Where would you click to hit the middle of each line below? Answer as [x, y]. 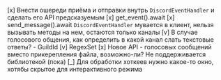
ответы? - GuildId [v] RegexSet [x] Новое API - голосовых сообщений [109, 47]
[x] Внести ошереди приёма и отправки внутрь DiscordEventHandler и [111, 10]
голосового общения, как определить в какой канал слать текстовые [110, 40]
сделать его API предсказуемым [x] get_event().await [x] [91, 17]
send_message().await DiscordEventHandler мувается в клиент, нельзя [110, 25]
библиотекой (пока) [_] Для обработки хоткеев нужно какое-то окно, [110, 62]
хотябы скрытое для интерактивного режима [75, 69]
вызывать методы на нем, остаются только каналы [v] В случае [102, 32]
